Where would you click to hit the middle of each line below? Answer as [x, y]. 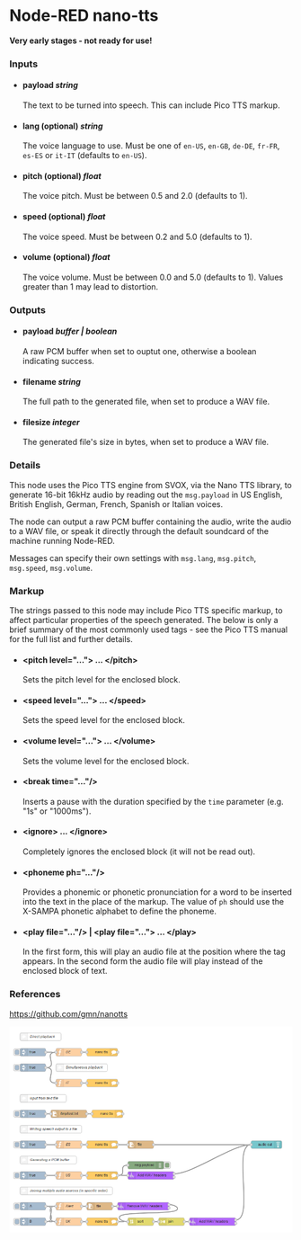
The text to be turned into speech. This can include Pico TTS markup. [151, 105]
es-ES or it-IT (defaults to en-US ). [84, 156]
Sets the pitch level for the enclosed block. [102, 680]
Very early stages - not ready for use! [81, 40]
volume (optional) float [66, 257]
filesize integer [51, 422]
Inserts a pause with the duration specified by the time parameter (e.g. [153, 801]
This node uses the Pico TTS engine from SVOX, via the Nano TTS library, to [150, 485]
